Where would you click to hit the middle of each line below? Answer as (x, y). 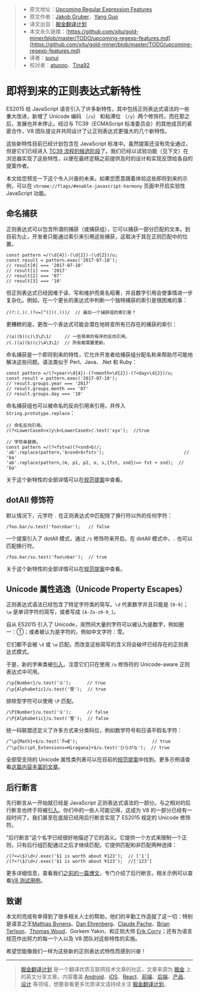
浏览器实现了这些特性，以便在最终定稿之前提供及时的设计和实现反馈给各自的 (99, 158)
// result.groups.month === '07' (47, 388)
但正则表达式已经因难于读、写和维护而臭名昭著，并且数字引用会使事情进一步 (99, 293)
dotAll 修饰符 (30, 500)
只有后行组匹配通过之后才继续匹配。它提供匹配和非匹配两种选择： (97, 845)
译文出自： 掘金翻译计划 (58, 24)
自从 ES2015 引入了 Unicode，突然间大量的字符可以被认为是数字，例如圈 (95, 625)
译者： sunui (44, 58)
